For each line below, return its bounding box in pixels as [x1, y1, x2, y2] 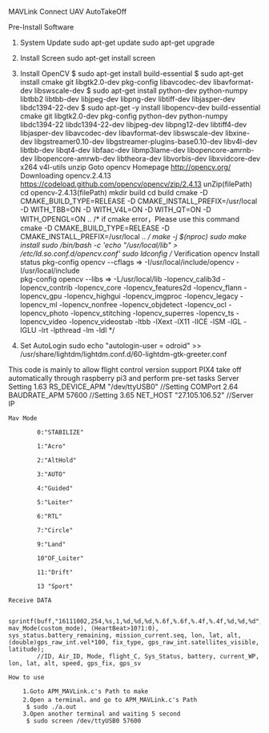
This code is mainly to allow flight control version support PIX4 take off [8, 365, 242, 375]
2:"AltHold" [37, 456, 78, 464]
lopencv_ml [19, 300, 58, 309]
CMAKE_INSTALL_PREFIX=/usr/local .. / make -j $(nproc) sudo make [19, 232, 247, 241]
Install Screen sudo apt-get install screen [19, 54, 156, 62]
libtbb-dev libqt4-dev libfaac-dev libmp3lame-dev [19, 146, 186, 154]
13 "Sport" [37, 583, 74, 591]
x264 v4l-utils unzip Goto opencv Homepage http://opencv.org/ [19, 162, 231, 171]
